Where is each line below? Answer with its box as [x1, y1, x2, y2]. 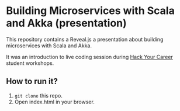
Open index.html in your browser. [14, 98, 95, 105]
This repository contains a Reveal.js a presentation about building [6, 36, 164, 43]
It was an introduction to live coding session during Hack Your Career [6, 53, 174, 60]
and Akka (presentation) [6, 16, 127, 30]
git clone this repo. [14, 92, 63, 99]
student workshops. [6, 60, 54, 67]
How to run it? [6, 77, 58, 86]
